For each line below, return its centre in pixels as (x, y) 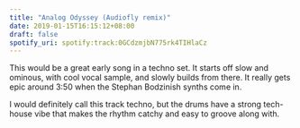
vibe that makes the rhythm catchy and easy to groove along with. (157, 114)
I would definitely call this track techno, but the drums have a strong (136, 105)
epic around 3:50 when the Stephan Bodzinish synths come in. (126, 87)
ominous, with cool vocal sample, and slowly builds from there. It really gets (150, 78)
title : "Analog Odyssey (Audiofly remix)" (90, 17)
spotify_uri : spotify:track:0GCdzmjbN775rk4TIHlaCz (108, 43)
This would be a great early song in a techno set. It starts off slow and (139, 68)
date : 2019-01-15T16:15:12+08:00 (72, 26)
